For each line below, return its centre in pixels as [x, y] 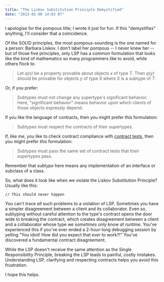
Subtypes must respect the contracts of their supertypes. [75, 127]
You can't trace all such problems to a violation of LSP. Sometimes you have [82, 203]
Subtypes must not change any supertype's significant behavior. [82, 97]
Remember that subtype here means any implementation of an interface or [80, 165]
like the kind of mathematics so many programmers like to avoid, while [76, 58]
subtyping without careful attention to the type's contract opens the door [79, 214]
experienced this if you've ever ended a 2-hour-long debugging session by [81, 229]
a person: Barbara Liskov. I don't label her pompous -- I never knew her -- [80, 48]
